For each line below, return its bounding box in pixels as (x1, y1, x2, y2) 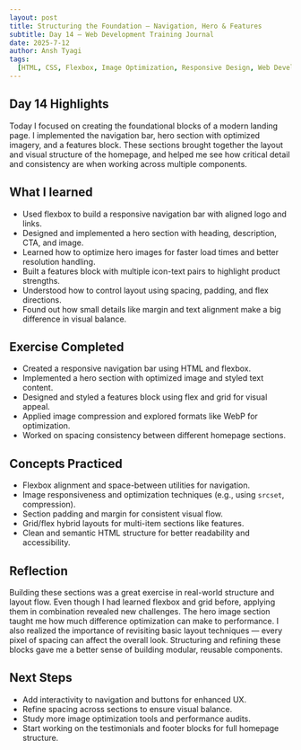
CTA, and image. (21, 237, 84, 248)
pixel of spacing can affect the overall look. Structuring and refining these (9, 634, 281, 645)
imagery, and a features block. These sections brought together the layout (9, 139, 284, 150)
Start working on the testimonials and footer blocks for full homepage (21, 722, 279, 733)
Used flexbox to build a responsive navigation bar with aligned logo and (21, 208, 287, 219)
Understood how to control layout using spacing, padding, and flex (21, 285, 269, 296)
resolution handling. (21, 256, 96, 267)
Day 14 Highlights (9, 96, 109, 112)
